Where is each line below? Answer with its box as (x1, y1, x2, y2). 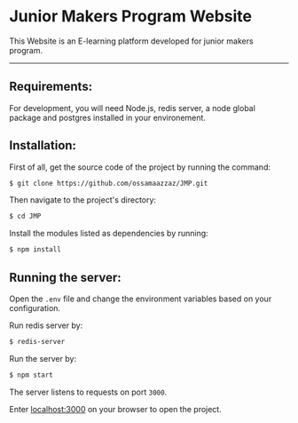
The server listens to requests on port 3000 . (9, 387, 168, 397)
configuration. (9, 303, 60, 313)
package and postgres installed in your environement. (9, 112, 207, 123)
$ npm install (9, 245, 62, 254)
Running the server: (9, 269, 122, 285)
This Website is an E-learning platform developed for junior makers (9, 36, 255, 46)
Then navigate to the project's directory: (9, 195, 157, 205)
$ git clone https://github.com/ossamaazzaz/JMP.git (9, 179, 208, 188)
